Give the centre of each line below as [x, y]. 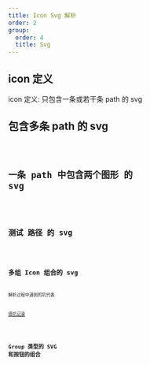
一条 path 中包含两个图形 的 [71, 175]
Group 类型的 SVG [33, 347]
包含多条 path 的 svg [58, 127]
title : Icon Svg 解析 [42, 15]
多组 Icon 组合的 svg [43, 273]
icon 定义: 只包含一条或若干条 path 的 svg [75, 99]
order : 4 [29, 37]
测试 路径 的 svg [40, 233]
